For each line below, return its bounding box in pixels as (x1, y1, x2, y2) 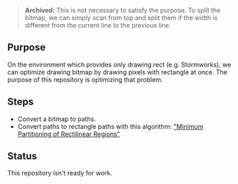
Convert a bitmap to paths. (17, 115, 96, 123)
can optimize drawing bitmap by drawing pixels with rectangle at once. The (7, 67, 227, 76)
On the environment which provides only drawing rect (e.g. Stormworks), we (7, 60, 232, 69)
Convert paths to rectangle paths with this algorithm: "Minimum (17, 122, 204, 130)
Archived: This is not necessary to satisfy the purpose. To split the (24, 6, 221, 14)
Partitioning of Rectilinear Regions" (17, 130, 121, 138)
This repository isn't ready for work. (7, 169, 112, 178)
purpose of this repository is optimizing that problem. (7, 75, 163, 84)
